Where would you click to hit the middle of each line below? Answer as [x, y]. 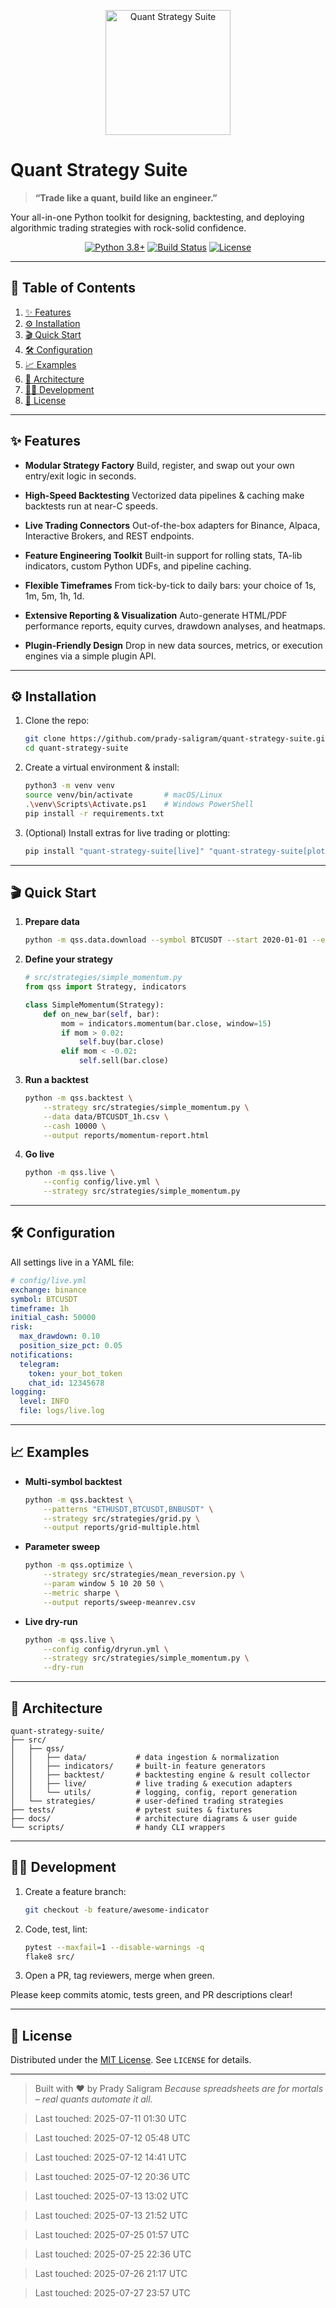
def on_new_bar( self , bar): [101, 1014]
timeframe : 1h [40, 1308]
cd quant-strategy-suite [76, 748]
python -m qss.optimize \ [78, 1565]
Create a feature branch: [75, 1891]
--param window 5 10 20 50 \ [104, 1584]
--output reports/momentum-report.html [126, 1135]
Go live [39, 1154]
